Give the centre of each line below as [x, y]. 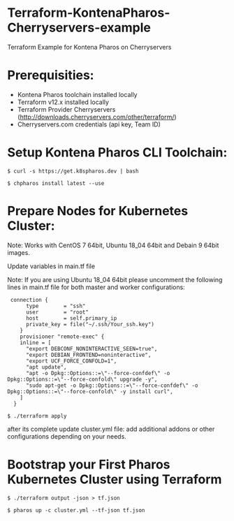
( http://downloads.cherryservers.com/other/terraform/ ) [97, 117]
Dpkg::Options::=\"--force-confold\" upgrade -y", [82, 379]
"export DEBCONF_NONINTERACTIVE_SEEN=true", [92, 348]
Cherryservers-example [79, 28]
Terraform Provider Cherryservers [66, 109]
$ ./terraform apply [37, 416]
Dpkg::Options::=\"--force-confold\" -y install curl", [90, 391]
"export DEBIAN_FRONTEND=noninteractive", [88, 355]
